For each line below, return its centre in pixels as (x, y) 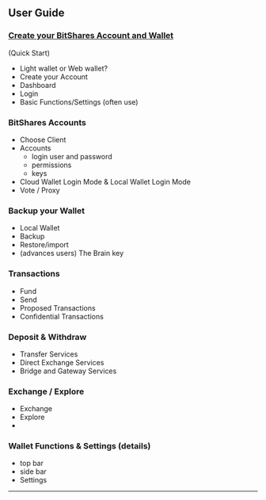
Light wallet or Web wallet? (64, 68)
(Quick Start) (29, 53)
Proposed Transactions (58, 307)
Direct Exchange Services (62, 362)
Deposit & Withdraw (47, 337)
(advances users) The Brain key (72, 254)
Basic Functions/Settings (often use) (79, 101)
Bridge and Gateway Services (68, 371)
